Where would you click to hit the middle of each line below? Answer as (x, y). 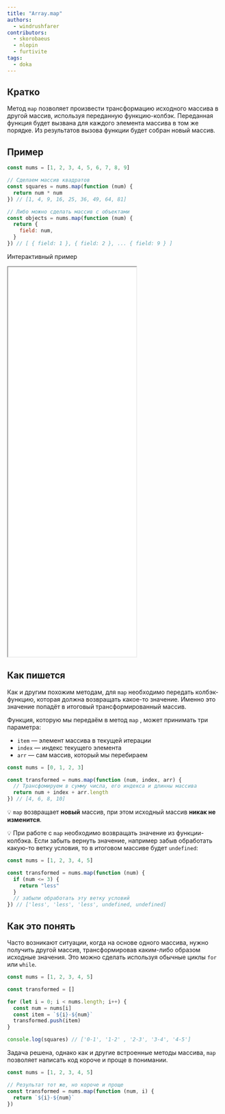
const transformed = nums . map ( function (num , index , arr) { (95, 780)
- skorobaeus (32, 39)
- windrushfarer (36, 26)
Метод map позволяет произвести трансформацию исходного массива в (113, 109)
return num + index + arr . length (61, 793)
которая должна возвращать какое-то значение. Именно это (126, 699)
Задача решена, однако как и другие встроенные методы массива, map (111, 1053)
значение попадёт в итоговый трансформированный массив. (97, 706)
